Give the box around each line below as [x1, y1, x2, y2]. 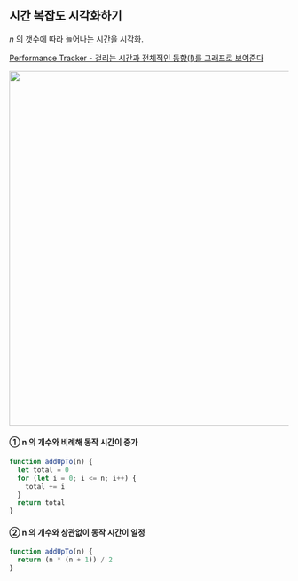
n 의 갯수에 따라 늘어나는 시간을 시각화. [9, 34, 145, 44]
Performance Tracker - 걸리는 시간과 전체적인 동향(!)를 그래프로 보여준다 [9, 52, 264, 63]
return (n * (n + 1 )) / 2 [17, 555, 114, 565]
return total [17, 499, 66, 507]
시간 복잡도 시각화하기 [9, 8, 122, 24]
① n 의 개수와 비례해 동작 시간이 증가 [9, 437, 138, 448]
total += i [25, 482, 66, 491]
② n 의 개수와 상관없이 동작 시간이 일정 [9, 527, 145, 538]
